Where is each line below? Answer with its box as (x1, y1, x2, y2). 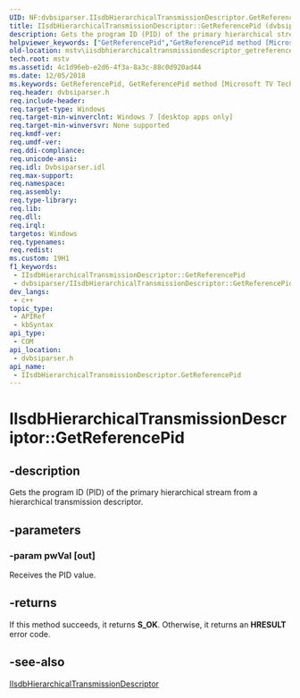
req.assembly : (9, 188, 62, 197)
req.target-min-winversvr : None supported (9, 122, 170, 130)
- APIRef (12, 312, 46, 322)
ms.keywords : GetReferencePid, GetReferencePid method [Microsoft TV (9, 80, 274, 88)
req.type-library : (9, 196, 78, 206)
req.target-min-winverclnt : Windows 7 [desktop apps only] (9, 113, 234, 122)
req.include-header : (9, 96, 87, 105)
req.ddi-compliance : (9, 146, 87, 155)
